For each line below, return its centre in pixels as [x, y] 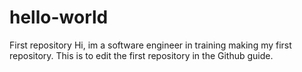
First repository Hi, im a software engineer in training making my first [150, 45]
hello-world [59, 17]
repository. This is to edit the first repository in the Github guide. [141, 55]
